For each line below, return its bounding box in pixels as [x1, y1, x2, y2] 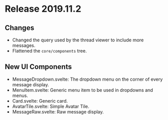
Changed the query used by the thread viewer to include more [12, 37, 144, 43]
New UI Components [5, 62, 72, 71]
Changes [5, 23, 34, 32]
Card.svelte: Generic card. [12, 98, 68, 104]
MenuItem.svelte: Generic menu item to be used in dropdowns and [12, 87, 153, 93]
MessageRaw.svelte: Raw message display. [12, 108, 104, 115]
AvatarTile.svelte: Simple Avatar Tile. [12, 103, 90, 109]
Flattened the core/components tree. [12, 48, 87, 54]
